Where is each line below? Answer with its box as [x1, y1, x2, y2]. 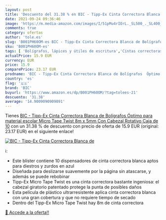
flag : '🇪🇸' [5, 81, 30, 86]
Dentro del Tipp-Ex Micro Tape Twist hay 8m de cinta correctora [12, 200, 144, 206]
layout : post [5, 7, 32, 12]
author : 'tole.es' [5, 35, 43, 40]
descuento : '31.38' [5, 94, 45, 99]
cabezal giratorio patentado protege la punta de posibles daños [12, 184, 142, 190]
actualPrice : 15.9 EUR [5, 53, 52, 58]
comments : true [5, 26, 37, 31]
